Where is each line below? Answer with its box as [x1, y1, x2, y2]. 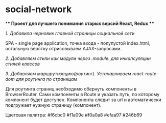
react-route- [132, 70, 159, 77]
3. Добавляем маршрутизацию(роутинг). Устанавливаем [5, 70, 132, 77]
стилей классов [5, 60, 40, 67]
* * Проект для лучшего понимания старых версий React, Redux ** [5, 20, 154, 26]
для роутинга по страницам [16, 76, 78, 82]
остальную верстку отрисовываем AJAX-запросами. [5, 45, 122, 51]
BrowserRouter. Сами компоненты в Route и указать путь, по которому [5, 91, 160, 97]
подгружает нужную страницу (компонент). [5, 102, 102, 108]
